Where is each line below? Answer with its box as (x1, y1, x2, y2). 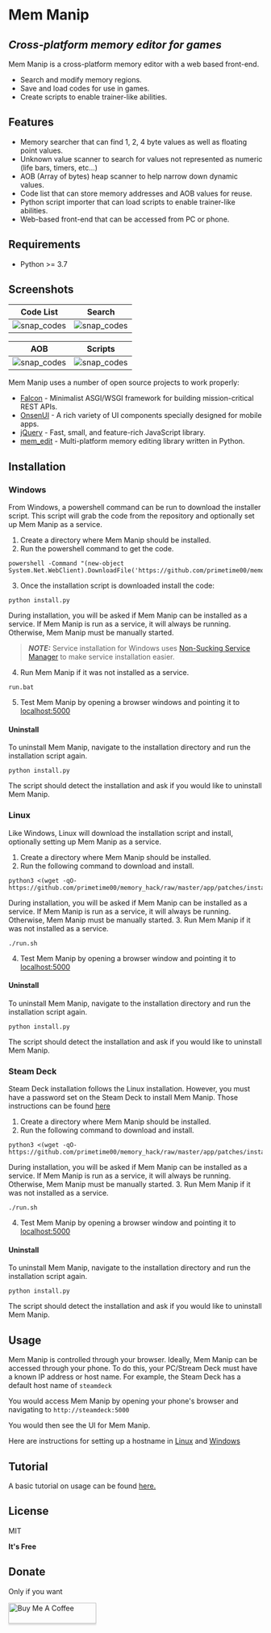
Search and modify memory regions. (19, 75, 143, 84)
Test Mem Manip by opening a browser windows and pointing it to (19, 698, 240, 707)
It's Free (8, 1542, 37, 1551)
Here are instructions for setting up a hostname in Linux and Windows (8, 1437, 240, 1446)
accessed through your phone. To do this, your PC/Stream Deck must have (8, 1364, 258, 1373)
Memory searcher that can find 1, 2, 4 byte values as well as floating (19, 137, 248, 146)
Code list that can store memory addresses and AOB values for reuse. (19, 188, 252, 198)
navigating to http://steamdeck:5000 (8, 1405, 130, 1415)
